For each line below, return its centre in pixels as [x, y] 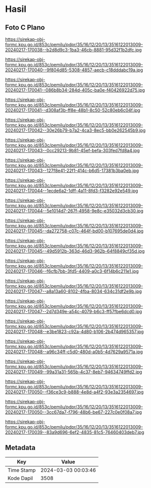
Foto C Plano [25, 27]
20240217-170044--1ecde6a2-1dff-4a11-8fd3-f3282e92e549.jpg [72, 191]
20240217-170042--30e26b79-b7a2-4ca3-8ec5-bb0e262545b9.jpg [75, 130]
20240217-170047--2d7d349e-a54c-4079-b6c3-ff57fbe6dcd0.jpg [74, 311]
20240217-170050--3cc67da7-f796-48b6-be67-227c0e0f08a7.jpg [74, 412]
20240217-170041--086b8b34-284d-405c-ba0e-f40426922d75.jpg [75, 90]
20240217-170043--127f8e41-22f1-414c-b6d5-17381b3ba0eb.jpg [72, 170]
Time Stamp [22, 470]
